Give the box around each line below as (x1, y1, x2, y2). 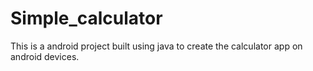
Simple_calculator (10, 7, 163, 30)
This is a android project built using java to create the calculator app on (10, 40, 303, 52)
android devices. (10, 50, 80, 62)
